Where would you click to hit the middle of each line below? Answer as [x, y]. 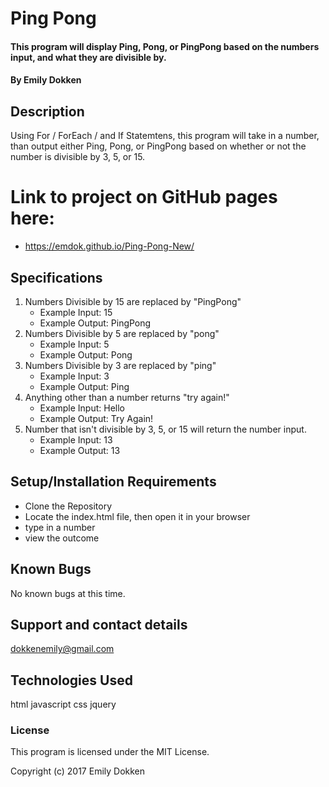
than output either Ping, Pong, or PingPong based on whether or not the [158, 146]
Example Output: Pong [86, 354]
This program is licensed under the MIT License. [110, 752]
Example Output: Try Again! [96, 418]
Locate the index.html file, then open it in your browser [137, 516]
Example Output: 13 [80, 450]
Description [47, 111]
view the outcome [62, 538]
